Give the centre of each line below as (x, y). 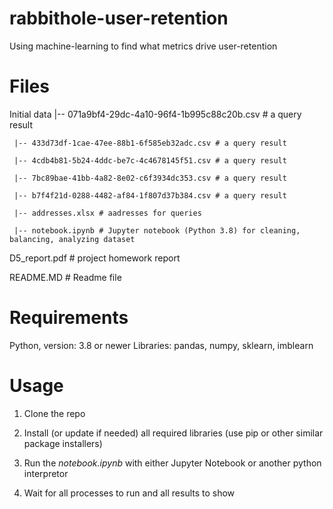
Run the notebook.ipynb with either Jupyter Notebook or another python (172, 463)
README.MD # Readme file (65, 277)
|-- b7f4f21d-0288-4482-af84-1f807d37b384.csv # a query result (150, 195)
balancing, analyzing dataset (72, 239)
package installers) (63, 443)
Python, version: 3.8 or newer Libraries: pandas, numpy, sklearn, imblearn (161, 345)
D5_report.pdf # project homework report (95, 258)
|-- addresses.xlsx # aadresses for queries (107, 213)
